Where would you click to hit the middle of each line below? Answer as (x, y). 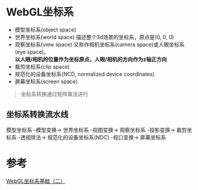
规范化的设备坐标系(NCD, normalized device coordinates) (85, 74)
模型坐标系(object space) (46, 30)
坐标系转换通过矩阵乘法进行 (54, 94)
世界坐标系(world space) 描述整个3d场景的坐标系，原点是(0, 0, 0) (94, 37)
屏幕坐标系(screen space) (46, 81)
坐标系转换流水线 (37, 115)
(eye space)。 (32, 51)
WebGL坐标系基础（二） (36, 181)
